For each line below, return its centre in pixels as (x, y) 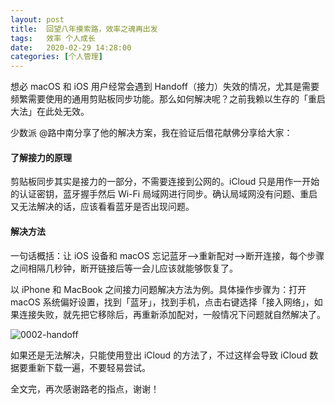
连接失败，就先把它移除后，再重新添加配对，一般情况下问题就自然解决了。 (172, 314)
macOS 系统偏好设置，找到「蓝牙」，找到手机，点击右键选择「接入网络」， (162, 302)
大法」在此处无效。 (50, 112)
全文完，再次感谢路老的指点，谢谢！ (85, 388)
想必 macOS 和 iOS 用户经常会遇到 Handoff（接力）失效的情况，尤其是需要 (165, 87)
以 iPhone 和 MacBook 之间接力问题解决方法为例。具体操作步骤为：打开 (158, 289)
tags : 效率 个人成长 (53, 38)
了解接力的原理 (41, 157)
